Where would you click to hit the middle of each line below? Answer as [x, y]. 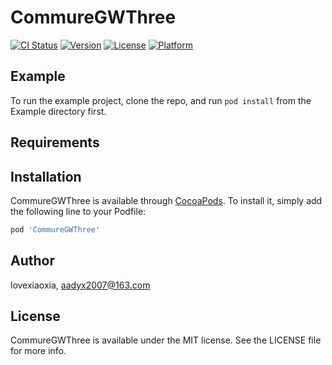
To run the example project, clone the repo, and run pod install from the [161, 100]
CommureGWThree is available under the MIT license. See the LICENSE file [166, 340]
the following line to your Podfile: [78, 211]
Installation [46, 176]
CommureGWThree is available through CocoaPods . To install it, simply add [166, 200]
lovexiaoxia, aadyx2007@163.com [80, 285]
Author [32, 261]
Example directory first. [58, 111]
